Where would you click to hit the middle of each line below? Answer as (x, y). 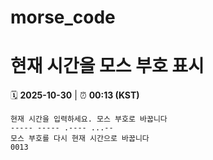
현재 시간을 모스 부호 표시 (107, 66)
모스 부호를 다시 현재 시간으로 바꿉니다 (80, 139)
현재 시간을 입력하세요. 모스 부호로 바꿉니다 (89, 119)
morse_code (63, 17)
